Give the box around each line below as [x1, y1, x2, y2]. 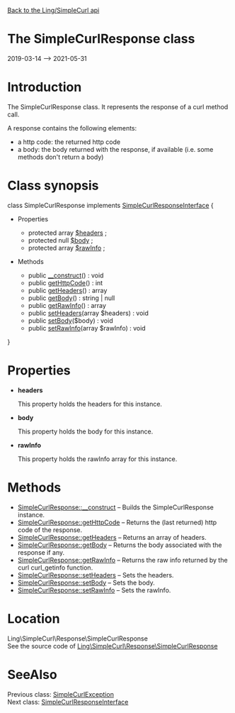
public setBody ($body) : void [28, 316, 113, 325]
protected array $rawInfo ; [28, 243, 105, 252]
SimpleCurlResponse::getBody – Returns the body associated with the [17, 541, 222, 549]
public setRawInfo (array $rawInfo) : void [28, 324, 147, 332]
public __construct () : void [28, 271, 104, 280]
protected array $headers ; [28, 228, 108, 237]
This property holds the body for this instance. [17, 427, 154, 436]
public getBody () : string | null [28, 294, 115, 302]
